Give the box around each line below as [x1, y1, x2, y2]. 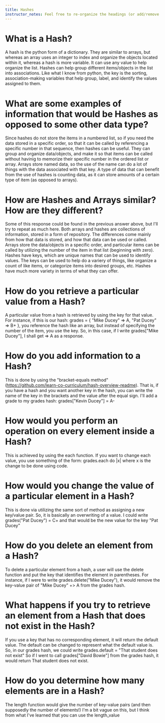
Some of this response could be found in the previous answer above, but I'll [5, 221, 158, 227]
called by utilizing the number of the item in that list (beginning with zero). [5, 247, 154, 253]
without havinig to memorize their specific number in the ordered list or [5, 156, 149, 162]
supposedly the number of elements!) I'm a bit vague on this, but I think [5, 707, 150, 713]
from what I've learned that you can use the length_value [5, 712, 120, 718]
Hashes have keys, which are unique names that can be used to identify [5, 252, 151, 259]
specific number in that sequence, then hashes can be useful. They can [5, 146, 150, 152]
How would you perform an [5, 415, 118, 427]
